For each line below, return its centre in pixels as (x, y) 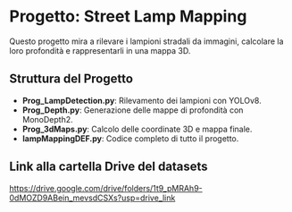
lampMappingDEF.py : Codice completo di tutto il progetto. (130, 138)
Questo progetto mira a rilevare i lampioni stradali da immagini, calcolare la (146, 41)
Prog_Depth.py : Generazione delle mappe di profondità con (133, 110)
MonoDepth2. (47, 119)
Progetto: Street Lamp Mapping (128, 17)
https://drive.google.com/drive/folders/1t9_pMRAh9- (106, 188)
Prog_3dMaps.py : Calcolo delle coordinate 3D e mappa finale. (137, 129)
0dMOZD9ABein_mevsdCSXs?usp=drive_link (92, 198)
